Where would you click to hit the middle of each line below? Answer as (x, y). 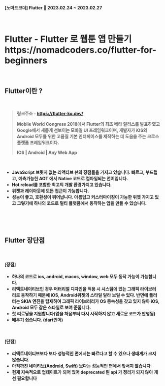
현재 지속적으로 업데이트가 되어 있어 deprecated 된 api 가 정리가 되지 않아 (82, 372)
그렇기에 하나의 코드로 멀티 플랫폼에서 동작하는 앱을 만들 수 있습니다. (82, 203)
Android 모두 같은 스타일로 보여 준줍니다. (51, 307)
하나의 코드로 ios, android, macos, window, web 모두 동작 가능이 (76, 276)
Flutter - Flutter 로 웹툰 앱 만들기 (68, 39)
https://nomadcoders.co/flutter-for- (81, 50)
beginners (26, 61)
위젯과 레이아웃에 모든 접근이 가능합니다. (50, 191)
